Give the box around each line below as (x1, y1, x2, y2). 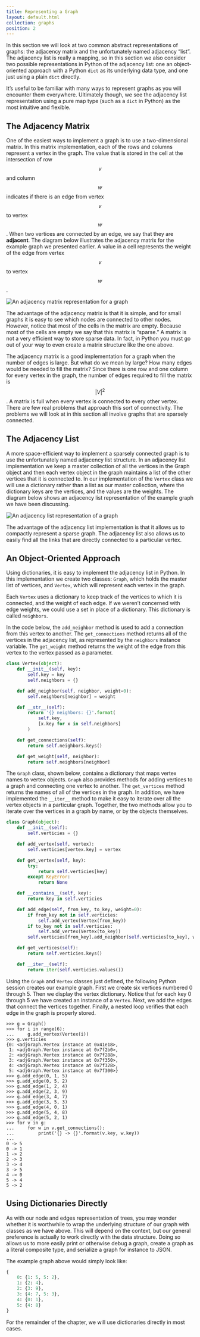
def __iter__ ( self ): (17, 961, 68, 967)
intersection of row (6, 156, 52, 163)
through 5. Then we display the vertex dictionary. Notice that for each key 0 (6, 990, 192, 998)
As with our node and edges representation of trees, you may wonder (6, 1214, 177, 1221)
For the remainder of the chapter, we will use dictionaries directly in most (6, 1319, 185, 1326)
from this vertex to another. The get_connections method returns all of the (6, 630, 187, 637)
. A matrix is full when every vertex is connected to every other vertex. (6, 397, 179, 405)
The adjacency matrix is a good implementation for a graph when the (6, 353, 176, 360)
